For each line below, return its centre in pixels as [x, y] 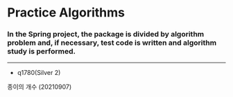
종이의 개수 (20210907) [40, 87]
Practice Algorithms [66, 13]
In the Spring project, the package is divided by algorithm [106, 34]
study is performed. [42, 52]
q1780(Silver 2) [39, 73]
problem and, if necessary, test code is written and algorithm [112, 43]
